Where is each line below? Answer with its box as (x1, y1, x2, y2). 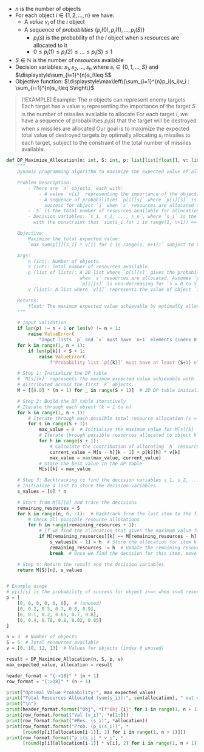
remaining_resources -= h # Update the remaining (49, 545, 181, 551)
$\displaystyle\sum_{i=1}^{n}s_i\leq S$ (15, 71, 112, 78)
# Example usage (6, 583, 47, 590)
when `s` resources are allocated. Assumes (80, 275, 191, 282)
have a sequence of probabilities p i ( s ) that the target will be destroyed (21, 117, 197, 125)
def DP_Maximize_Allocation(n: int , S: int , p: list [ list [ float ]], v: (6, 158, 189, 164)
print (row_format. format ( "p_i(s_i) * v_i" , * (6, 734, 123, 741)
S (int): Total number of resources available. (28, 264, 151, 270)
